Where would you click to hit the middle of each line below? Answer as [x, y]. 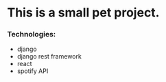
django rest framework [49, 57]
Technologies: [32, 34]
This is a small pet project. [83, 13]
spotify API [33, 71]
